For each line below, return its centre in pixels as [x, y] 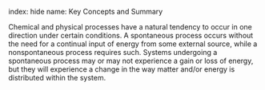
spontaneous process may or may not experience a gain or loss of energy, [131, 61]
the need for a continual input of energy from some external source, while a [133, 44]
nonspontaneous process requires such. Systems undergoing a [113, 52]
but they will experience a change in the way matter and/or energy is [122, 69]
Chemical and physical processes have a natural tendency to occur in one [130, 27]
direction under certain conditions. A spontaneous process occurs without [131, 35]
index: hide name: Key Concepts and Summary [86, 12]
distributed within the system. [57, 78]
